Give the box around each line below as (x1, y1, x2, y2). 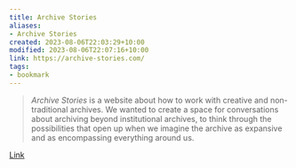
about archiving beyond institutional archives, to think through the (30, 113, 272, 124)
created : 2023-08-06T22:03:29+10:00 (9, 37, 145, 47)
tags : (9, 63, 29, 72)
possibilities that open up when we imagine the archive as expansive (30, 123, 283, 134)
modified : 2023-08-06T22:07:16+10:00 (9, 46, 149, 55)
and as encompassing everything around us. (30, 132, 195, 142)
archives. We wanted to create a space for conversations (69, 103, 279, 115)
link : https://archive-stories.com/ (9, 54, 145, 63)
